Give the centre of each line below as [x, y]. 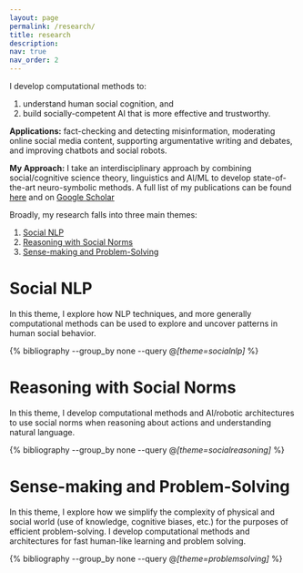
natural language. [42, 432]
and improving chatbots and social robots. [88, 150]
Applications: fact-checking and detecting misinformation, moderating [142, 131]
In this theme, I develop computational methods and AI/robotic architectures [152, 413]
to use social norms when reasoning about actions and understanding [140, 422]
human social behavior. [53, 333]
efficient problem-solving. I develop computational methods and [130, 531]
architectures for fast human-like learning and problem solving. [128, 541]
